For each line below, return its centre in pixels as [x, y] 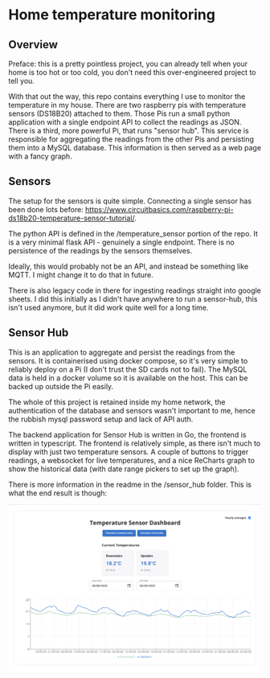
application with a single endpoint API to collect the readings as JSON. [125, 122]
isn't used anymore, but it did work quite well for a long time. [108, 307]
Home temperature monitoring [112, 15]
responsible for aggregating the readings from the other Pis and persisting [131, 139]
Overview [33, 45]
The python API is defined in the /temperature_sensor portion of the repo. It [133, 233]
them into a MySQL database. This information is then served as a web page [135, 148]
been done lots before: [46, 209]
